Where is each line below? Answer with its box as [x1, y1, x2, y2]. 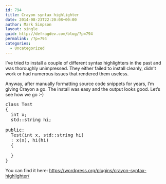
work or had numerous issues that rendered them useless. [5, 70, 129, 77]
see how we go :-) [5, 91, 44, 97]
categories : [5, 41, 31, 46]
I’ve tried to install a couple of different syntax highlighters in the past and [5, 59, 161, 66]
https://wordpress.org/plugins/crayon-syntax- [49, 167, 146, 173]
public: [5, 127, 25, 133]
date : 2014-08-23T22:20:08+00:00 [5, 17, 77, 22]
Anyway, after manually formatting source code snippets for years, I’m [5, 80, 154, 87]
